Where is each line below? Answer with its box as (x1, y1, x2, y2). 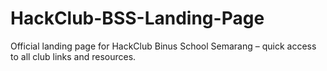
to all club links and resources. (10, 50, 137, 62)
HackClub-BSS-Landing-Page (10, 7, 265, 30)
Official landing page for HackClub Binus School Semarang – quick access (10, 40, 317, 52)
